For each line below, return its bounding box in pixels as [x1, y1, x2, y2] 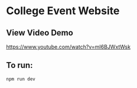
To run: [6, 60, 33, 70]
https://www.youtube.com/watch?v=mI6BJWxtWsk [6, 43, 131, 50]
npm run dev [6, 76, 35, 82]
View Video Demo [6, 28, 74, 38]
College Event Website [6, 4, 120, 18]
